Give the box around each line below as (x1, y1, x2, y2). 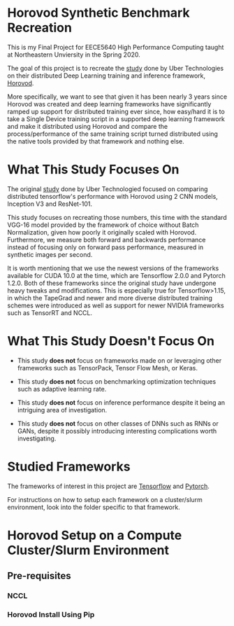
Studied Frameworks (7, 459, 131, 474)
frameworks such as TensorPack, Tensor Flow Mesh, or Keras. (17, 363, 198, 372)
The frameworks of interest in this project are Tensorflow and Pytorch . (7, 482, 210, 490)
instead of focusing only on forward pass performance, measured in (7, 243, 204, 251)
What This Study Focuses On (7, 162, 180, 178)
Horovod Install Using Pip (7, 610, 95, 620)
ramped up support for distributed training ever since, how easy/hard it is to (7, 107, 225, 116)
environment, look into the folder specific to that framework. (7, 503, 180, 511)
